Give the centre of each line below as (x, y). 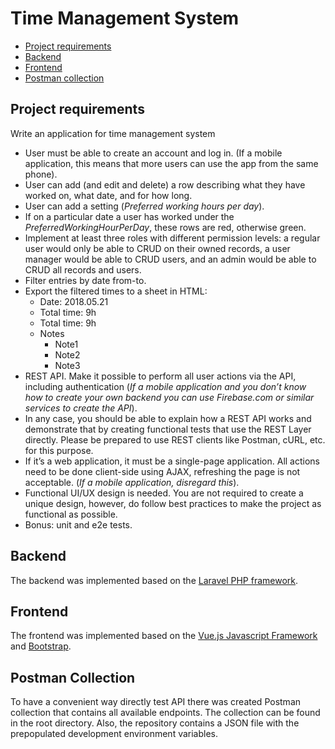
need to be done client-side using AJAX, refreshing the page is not (162, 471)
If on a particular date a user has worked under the (129, 216)
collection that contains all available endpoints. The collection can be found (165, 713)
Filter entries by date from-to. (85, 280)
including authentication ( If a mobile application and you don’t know (165, 386)
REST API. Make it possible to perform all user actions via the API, (160, 376)
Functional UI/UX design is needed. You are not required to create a (164, 493)
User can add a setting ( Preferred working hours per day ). (144, 206)
